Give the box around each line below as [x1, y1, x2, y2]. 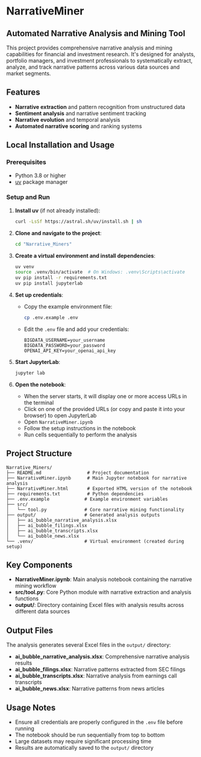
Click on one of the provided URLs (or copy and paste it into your [23, 405, 185, 412]
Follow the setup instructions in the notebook [23, 424, 136, 432]
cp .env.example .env [23, 315, 78, 321]
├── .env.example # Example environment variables [6, 496, 169, 502]
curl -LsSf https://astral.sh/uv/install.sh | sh [14, 218, 143, 224]
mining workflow [14, 582, 57, 589]
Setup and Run [6, 193, 50, 201]
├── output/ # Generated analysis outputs [6, 512, 161, 518]
